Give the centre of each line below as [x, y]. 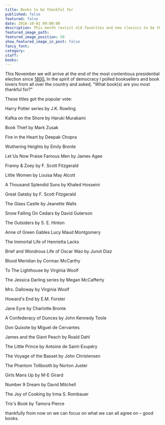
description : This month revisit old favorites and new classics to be [80, 28]
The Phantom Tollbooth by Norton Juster [46, 366]
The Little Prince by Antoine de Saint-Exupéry [51, 346]
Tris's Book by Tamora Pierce [35, 404]
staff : [12, 55]
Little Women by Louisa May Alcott [40, 175]
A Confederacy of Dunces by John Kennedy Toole [56, 318]
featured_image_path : [27, 32]
